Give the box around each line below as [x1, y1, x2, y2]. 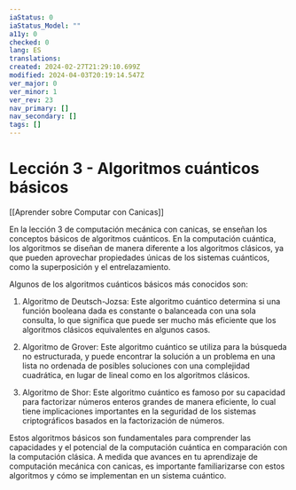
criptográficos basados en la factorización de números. [21, 415, 225, 426]
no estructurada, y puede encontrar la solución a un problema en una [21, 351, 276, 361]
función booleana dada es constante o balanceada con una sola [21, 305, 257, 316]
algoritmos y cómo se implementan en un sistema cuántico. [9, 470, 227, 480]
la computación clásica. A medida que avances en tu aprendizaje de [9, 451, 259, 462]
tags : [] [9, 121, 42, 130]
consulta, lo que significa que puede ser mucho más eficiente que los [21, 314, 277, 325]
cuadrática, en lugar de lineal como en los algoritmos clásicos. [21, 369, 251, 380]
